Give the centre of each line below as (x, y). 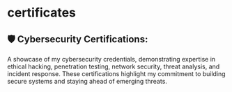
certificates (42, 13)
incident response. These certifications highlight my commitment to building (116, 74)
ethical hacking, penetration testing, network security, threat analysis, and (114, 66)
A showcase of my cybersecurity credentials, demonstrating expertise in (111, 59)
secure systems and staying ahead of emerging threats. (87, 81)
